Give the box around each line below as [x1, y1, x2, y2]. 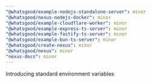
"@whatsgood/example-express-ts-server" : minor [5, 25, 128, 32]
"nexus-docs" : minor [5, 54, 58, 60]
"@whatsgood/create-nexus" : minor [5, 43, 93, 49]
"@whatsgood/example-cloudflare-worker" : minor [5, 20, 128, 26]
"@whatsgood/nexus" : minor [5, 48, 74, 54]
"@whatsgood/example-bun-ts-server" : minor [5, 37, 117, 43]
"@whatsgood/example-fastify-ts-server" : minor [5, 31, 128, 37]
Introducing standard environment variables [5, 70, 115, 77]
